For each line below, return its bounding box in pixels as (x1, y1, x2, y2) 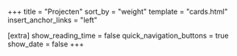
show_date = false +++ (7, 39, 85, 49)
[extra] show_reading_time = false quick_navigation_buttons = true (7, 31, 229, 40)
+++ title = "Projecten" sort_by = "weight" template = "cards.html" (7, 7, 228, 16)
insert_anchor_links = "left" (7, 15, 98, 25)
